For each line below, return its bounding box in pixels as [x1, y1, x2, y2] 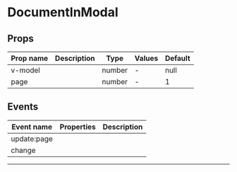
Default [164, 54, 190, 63]
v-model [11, 65, 40, 75]
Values [134, 54, 159, 63]
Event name [11, 122, 53, 132]
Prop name [11, 54, 49, 63]
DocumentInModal [7, 4, 119, 21]
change [11, 145, 37, 155]
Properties [59, 122, 97, 132]
